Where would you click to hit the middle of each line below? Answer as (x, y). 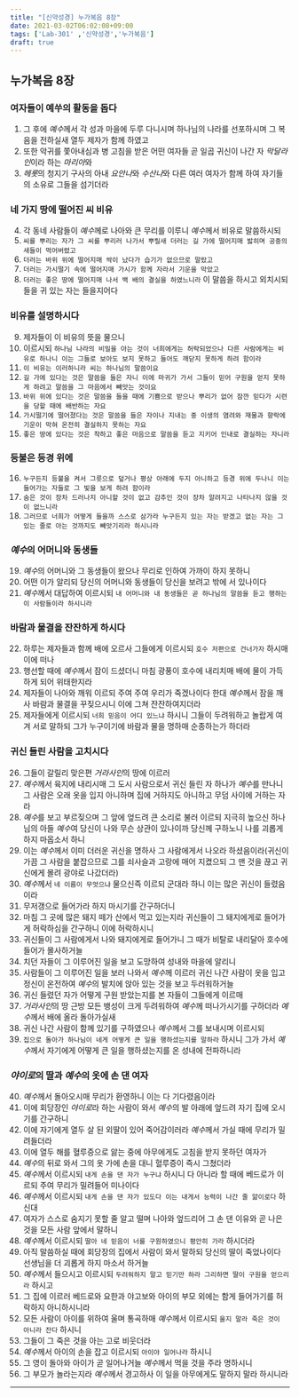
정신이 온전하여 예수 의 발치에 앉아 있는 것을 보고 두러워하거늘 (128, 983)
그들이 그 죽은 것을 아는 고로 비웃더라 (87, 1341)
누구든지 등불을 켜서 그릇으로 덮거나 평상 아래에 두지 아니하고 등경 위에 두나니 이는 (156, 479)
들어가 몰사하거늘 (53, 950)
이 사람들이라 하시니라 (57, 604)
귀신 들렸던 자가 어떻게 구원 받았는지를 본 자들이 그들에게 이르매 (133, 995)
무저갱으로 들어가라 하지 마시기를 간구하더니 (99, 906)
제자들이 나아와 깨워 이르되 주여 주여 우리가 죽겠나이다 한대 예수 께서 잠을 (148, 693)
